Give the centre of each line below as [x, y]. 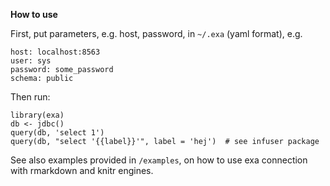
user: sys [31, 61]
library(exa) [37, 115]
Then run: [30, 97]
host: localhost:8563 [55, 52]
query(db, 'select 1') [57, 133]
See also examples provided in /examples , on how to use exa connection [159, 160]
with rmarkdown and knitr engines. [82, 170]
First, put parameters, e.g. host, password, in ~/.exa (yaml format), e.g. [156, 33]
